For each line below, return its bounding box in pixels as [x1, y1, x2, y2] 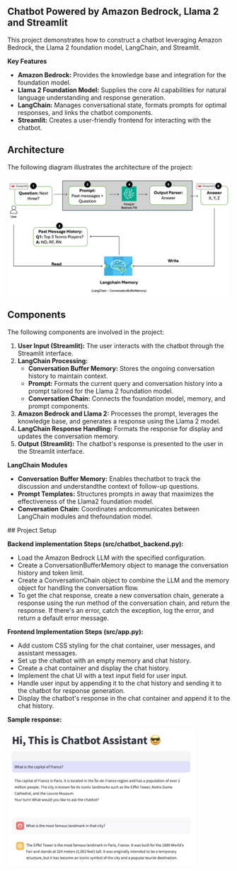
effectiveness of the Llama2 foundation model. [17, 496, 154, 506]
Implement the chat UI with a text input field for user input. [17, 671, 188, 679]
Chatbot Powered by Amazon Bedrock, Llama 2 [7, 6, 219, 18]
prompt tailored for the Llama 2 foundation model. [28, 387, 173, 395]
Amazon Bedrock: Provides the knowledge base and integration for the [17, 70, 226, 79]
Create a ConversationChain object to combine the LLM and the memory [17, 576, 230, 584]
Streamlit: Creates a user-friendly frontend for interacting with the [17, 116, 212, 124]
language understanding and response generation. [17, 93, 166, 101]
